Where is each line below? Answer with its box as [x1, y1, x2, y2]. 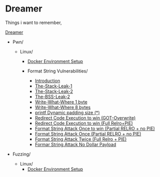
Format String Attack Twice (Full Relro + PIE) [35, 136, 127, 142]
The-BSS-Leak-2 [35, 93, 70, 99]
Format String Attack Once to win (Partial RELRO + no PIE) [35, 125, 155, 131]
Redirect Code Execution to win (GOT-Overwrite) [35, 114, 136, 120]
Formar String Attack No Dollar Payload [35, 141, 116, 147]
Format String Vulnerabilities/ [27, 68, 88, 74]
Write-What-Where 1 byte [35, 98, 88, 105]
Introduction [35, 77, 60, 83]
